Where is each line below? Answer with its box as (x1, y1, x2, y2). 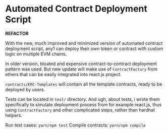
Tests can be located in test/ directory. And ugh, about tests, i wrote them (5, 96, 160, 102)
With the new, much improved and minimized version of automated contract (5, 40, 163, 46)
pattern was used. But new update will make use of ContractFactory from (5, 66, 158, 72)
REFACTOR (5, 30, 29, 36)
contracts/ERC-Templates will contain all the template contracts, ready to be (5, 81, 162, 87)
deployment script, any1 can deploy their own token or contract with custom (5, 45, 163, 51)
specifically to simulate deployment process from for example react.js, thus (5, 101, 162, 107)
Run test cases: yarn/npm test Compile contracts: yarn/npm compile (5, 122, 146, 128)
